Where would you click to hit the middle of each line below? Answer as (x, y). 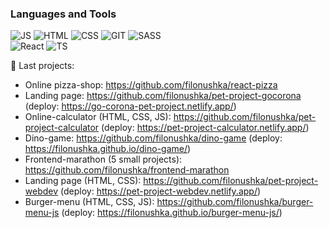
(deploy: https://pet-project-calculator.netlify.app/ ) (205, 128)
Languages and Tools (63, 14)
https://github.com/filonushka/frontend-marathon (127, 170)
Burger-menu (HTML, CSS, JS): (89, 202)
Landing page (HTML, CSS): (83, 181)
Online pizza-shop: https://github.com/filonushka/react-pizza (151, 85)
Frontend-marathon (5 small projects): (103, 159)
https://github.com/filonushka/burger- (235, 202)
